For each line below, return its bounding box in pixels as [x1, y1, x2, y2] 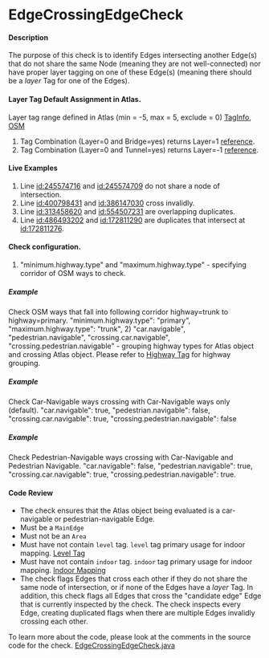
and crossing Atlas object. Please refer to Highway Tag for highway [8, 349, 231, 359]
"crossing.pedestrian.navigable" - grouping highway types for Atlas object [8, 341, 255, 351]
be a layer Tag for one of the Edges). [8, 76, 130, 86]
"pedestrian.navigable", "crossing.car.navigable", [8, 332, 171, 342]
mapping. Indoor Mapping [19, 566, 106, 575]
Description [8, 32, 49, 42]
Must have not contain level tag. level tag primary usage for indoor [19, 540, 246, 550]
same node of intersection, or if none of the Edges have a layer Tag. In [19, 583, 254, 592]
